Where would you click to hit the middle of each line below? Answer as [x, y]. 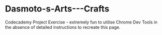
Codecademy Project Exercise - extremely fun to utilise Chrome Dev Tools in [81, 22]
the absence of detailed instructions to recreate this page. [63, 27]
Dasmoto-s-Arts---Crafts [57, 9]
